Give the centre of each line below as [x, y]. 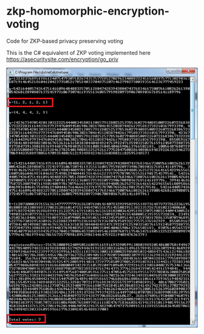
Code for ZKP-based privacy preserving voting [65, 41]
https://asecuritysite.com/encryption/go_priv [62, 59]
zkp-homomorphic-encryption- [88, 11]
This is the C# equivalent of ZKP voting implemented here [78, 52]
